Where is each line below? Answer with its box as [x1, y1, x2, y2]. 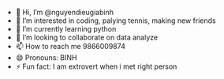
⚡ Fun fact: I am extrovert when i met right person [15, 62, 177, 71]
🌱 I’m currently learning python [15, 24, 117, 33]
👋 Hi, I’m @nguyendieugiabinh [15, 8, 114, 17]
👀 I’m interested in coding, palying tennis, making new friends [15, 16, 216, 25]
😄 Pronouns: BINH [15, 53, 77, 62]
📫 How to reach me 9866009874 [15, 42, 126, 51]
